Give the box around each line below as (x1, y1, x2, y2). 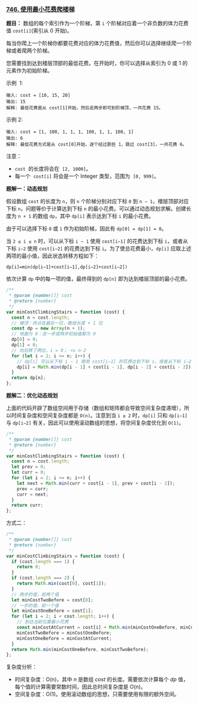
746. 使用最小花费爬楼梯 (6, 5, 75, 13)
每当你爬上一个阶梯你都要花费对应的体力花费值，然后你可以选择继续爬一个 (6, 40, 187, 47)
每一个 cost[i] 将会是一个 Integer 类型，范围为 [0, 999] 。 (14, 173, 160, 180)
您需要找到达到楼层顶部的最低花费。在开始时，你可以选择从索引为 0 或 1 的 (6, 60, 188, 67)
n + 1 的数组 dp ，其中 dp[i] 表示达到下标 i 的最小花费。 (17, 213, 154, 220)
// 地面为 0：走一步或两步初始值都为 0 (11, 331, 96, 337)
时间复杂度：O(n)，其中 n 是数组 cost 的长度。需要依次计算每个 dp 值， (14, 676, 189, 683)
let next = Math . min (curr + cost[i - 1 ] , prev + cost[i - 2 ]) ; (16, 480, 176, 486)
